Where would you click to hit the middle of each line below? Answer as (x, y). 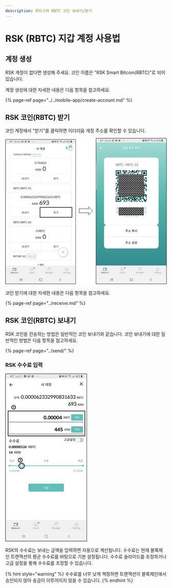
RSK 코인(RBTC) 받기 (38, 117)
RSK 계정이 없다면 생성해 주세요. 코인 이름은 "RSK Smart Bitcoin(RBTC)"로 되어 (85, 72)
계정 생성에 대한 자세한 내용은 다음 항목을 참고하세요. (58, 89)
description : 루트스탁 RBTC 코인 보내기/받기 (49, 11)
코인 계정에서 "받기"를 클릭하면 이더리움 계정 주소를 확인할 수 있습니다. (76, 131)
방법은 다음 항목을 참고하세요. (48, 340)
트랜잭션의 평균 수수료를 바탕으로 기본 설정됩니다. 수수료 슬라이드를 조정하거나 (89, 557)
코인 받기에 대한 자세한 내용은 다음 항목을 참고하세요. (58, 293)
